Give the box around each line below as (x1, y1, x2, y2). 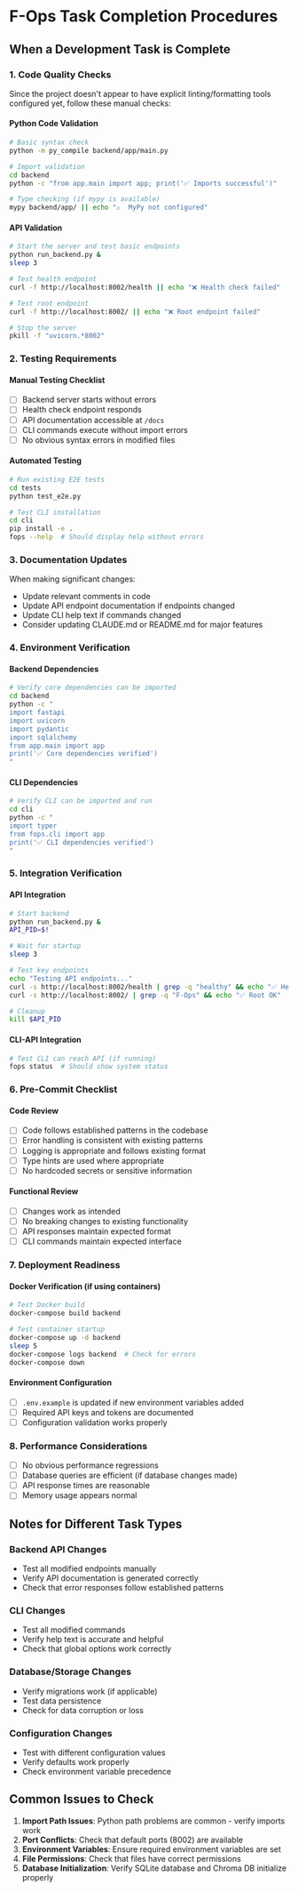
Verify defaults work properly (21, 1756, 130, 1767)
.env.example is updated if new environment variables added (21, 1397, 244, 1407)
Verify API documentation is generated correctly (21, 1573, 200, 1583)
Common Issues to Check (9, 1792, 154, 1807)
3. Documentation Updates (9, 553, 128, 565)
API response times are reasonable (21, 1480, 151, 1491)
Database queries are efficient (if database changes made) (21, 1470, 238, 1481)
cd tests (9, 483, 42, 493)
